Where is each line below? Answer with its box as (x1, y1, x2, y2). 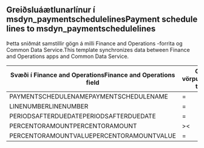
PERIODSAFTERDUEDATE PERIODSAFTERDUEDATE (9, 112, 156, 120)
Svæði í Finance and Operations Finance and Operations (10, 71, 175, 79)
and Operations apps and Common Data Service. (6, 53, 129, 60)
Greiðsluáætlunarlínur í (6, 5, 95, 15)
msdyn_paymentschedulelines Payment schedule (6, 14, 198, 25)
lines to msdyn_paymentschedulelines (6, 24, 156, 34)
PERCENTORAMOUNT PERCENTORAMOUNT (9, 121, 137, 130)
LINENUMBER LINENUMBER (9, 102, 89, 111)
